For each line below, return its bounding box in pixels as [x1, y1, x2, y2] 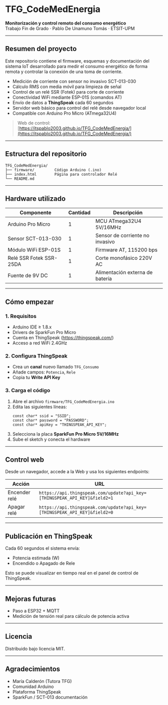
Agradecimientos [5, 665, 60, 673]
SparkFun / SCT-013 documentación [12, 694, 88, 700]
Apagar [7, 503, 25, 510]
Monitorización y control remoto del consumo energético [5, 20, 126, 26]
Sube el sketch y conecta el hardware [12, 436, 90, 442]
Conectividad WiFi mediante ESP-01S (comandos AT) [12, 94, 122, 100]
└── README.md [5, 176, 35, 181]
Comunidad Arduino [12, 683, 54, 689]
